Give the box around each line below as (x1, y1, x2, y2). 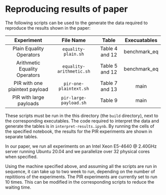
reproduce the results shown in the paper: (5, 25, 90, 31)
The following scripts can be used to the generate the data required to (5, 20, 148, 26)
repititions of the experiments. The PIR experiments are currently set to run (5, 174, 158, 180)
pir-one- (63, 80, 84, 86)
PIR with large (12, 94, 44, 101)
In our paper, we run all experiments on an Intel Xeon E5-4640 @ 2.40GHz (5, 143, 157, 149)
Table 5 (100, 62, 118, 69)
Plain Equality (12, 45, 44, 52)
